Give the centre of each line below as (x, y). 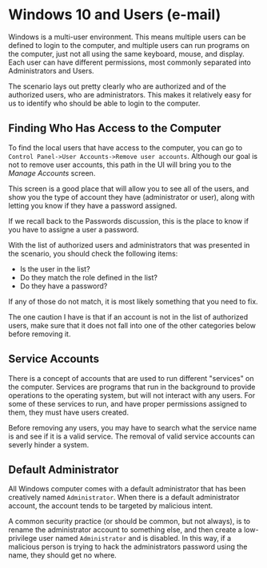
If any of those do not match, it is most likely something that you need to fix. (133, 301)
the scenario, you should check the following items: (93, 253)
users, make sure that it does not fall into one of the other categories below (132, 325)
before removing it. (40, 334)
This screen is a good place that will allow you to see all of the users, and (129, 189)
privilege (23, 538)
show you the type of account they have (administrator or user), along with (132, 197)
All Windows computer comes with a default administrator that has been (127, 489)
